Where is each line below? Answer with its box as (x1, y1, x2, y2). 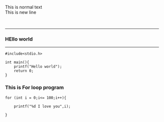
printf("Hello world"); (14, 64, 62, 69)
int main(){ (5, 60, 29, 65)
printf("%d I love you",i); (14, 104, 71, 109)
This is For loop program (5, 84, 64, 91)
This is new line (5, 9, 37, 15)
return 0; (14, 69, 34, 73)
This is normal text (5, 4, 42, 10)
